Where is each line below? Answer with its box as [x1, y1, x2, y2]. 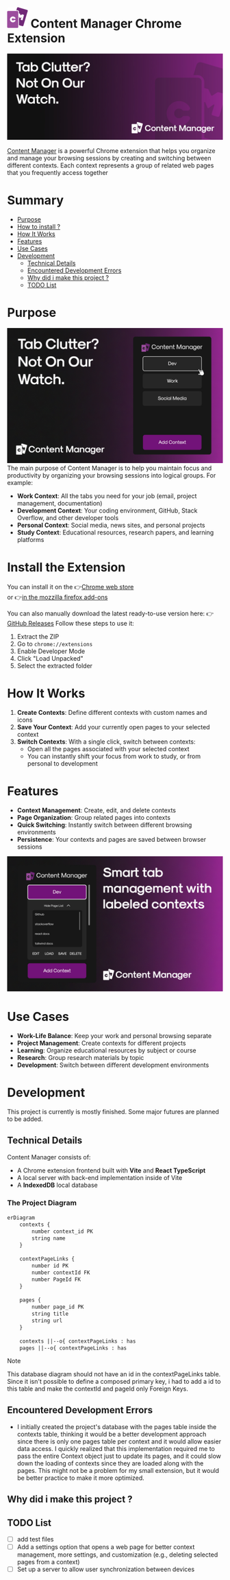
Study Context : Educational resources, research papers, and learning [16, 528, 214, 537]
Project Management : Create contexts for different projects [16, 1039, 186, 1047]
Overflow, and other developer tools [16, 514, 119, 522]
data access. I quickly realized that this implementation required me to [16, 1444, 216, 1452]
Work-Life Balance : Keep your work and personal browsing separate [16, 1031, 212, 1039]
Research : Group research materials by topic [16, 1053, 144, 1061]
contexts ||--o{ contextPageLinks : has [19, 1338, 136, 1345]
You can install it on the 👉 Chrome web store [7, 583, 134, 591]
